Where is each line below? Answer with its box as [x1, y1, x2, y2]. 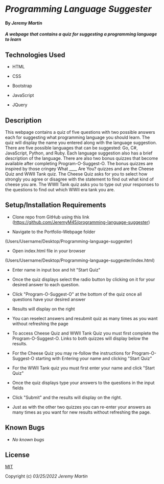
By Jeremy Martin [5, 20, 43, 26]
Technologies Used [5, 51, 65, 59]
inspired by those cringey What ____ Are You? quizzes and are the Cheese [5, 166, 154, 172]
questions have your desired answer [12, 296, 86, 302]
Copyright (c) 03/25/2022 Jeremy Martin [5, 473, 88, 479]
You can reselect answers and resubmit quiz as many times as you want [12, 315, 158, 321]
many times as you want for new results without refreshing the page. [12, 409, 151, 415]
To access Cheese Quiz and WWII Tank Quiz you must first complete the [12, 330, 159, 336]
